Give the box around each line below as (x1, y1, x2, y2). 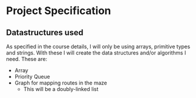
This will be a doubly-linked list (23, 86, 99, 92)
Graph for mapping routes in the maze (14, 79, 108, 86)
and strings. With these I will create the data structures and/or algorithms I (6, 49, 187, 56)
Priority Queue (14, 73, 50, 80)
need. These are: (6, 56, 48, 62)
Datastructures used (6, 28, 84, 38)
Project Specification (6, 4, 111, 18)
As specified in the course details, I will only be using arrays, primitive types (6, 43, 190, 50)
